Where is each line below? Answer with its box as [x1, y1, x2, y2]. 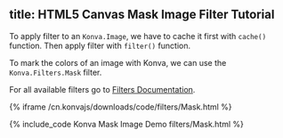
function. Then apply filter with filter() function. [9, 40, 191, 51]
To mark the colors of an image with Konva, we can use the [9, 57, 227, 68]
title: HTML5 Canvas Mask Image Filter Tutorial [9, 7, 275, 22]
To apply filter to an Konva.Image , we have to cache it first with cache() [9, 30, 267, 41]
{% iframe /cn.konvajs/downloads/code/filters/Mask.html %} [9, 101, 233, 112]
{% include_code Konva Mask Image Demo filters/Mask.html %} [9, 118, 245, 129]
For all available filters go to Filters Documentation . [9, 84, 196, 94]
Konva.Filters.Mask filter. [9, 67, 102, 77]
